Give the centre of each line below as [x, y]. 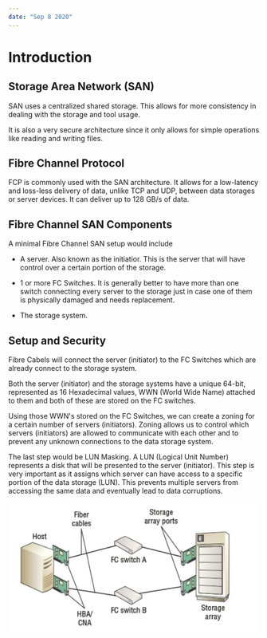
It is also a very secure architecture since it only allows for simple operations [134, 130]
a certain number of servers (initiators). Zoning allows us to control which [129, 425]
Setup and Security [57, 340]
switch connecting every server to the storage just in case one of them [136, 292]
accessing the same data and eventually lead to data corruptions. [116, 491]
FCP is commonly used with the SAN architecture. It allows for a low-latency [133, 183]
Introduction [50, 57]
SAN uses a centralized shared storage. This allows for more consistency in [132, 106]
